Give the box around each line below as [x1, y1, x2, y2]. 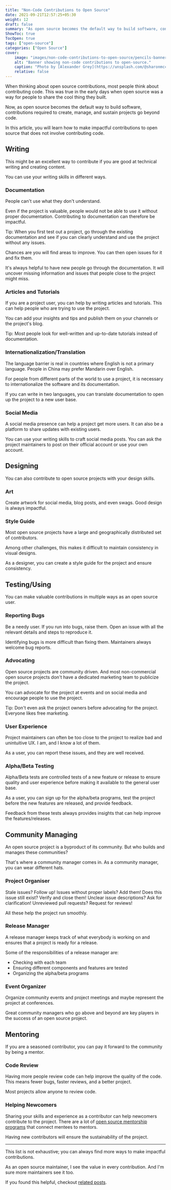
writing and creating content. [5, 164, 66, 170]
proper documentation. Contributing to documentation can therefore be [5, 213, 155, 220]
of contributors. [5, 535, 38, 541]
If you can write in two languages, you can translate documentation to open [5, 391, 164, 397]
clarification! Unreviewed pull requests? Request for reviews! [5, 900, 133, 906]
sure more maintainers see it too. [5, 1169, 75, 1175]
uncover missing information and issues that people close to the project [5, 270, 156, 276]
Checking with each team [12, 959, 67, 965]
